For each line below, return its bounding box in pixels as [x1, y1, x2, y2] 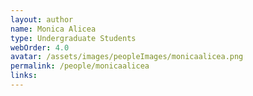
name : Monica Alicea [10, 24, 97, 34]
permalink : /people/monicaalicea [10, 61, 150, 71]
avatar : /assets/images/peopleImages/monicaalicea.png [10, 52, 244, 62]
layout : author [10, 14, 74, 25]
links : [10, 71, 38, 81]
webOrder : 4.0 [10, 42, 70, 53]
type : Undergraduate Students [10, 33, 137, 43]
